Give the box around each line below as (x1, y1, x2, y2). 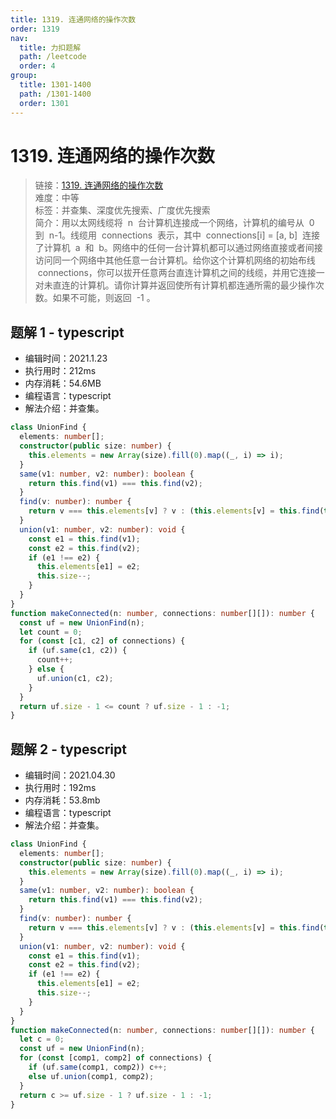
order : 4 (19, 61, 56, 71)
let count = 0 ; (19, 627, 83, 637)
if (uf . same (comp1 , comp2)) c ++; (28, 1062, 168, 1073)
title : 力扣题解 (19, 42, 82, 53)
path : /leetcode (19, 52, 87, 62)
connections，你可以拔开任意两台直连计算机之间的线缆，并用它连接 (37, 267, 317, 279)
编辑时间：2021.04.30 (24, 769, 116, 781)
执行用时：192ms (24, 782, 97, 794)
